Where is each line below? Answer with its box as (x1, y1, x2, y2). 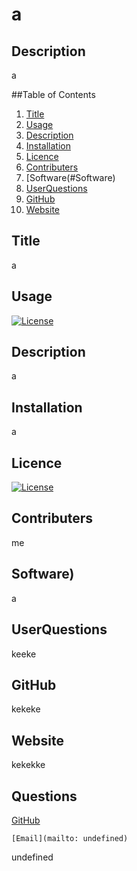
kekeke (11, 703, 41, 715)
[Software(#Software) (25, 172, 116, 183)
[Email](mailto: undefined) (11, 833, 129, 843)
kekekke (11, 759, 46, 771)
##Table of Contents (11, 89, 96, 100)
